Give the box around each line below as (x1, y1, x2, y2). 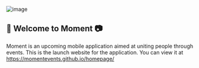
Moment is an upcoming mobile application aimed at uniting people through (6, 42, 194, 50)
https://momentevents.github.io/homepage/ (6, 55, 115, 62)
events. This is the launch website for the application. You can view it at (6, 48, 183, 56)
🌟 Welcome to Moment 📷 (6, 24, 103, 34)
